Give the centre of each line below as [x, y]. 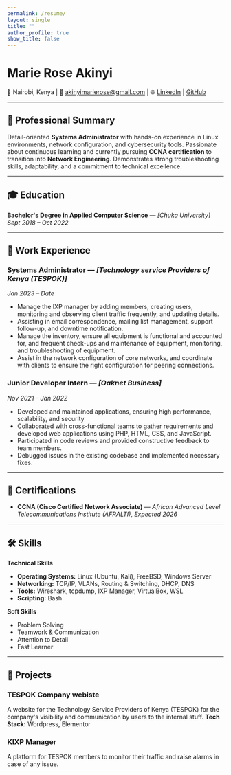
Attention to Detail [43, 640]
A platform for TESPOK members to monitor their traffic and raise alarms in [113, 757]
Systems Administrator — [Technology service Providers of [109, 270]
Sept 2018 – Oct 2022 [38, 222]
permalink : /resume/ [37, 13]
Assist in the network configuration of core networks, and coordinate [115, 358]
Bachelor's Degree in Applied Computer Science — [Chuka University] [109, 215]
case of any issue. [33, 764]
